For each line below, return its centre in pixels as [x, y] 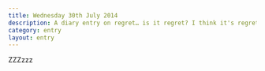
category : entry [35, 30]
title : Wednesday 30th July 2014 [63, 15]
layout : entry [32, 37]
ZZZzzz [21, 60]
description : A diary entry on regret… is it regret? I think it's [121, 23]
